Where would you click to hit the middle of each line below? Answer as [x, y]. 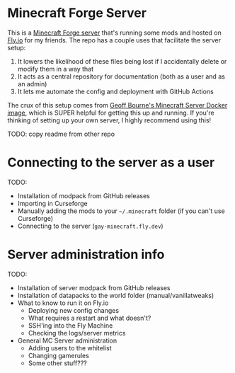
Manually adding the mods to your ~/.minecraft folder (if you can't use [121, 211]
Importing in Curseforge [52, 203]
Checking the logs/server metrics [77, 333]
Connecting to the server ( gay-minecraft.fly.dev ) [91, 226]
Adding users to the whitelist [70, 348]
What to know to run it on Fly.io [63, 303]
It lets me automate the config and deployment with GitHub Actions [115, 91]
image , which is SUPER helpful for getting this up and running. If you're [111, 113]
